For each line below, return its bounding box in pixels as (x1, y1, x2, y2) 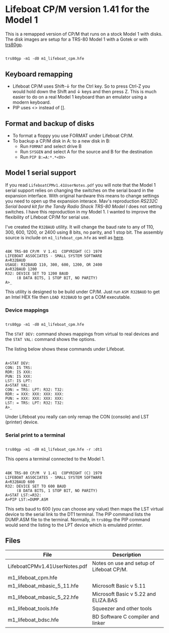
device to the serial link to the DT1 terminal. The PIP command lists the (5, 511, 151, 517)
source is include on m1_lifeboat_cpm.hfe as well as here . (5, 234, 125, 240)
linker (92, 619, 106, 626)
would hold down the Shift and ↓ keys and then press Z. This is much (12, 89, 157, 95)
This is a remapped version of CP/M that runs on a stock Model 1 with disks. (5, 31, 162, 37)
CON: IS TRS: (5, 365, 33, 370)
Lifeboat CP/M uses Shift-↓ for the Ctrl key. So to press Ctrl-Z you (12, 83, 150, 89)
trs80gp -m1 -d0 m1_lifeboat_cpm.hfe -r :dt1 (5, 447, 102, 452)
